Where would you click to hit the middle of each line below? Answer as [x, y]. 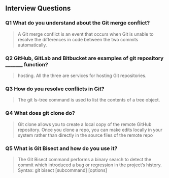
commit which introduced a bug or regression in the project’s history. [90, 165]
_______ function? [27, 64]
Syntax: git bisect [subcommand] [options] [62, 170]
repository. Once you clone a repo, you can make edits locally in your [90, 130]
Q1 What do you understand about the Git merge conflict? [78, 23]
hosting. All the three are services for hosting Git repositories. [82, 75]
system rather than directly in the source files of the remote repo [85, 135]
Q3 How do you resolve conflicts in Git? [55, 89]
